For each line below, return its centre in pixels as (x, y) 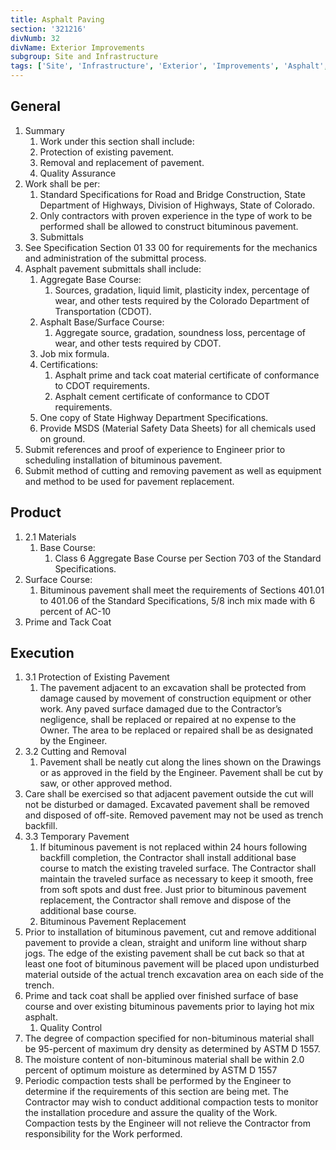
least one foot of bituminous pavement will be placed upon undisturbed (172, 964)
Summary (44, 130)
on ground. (62, 438)
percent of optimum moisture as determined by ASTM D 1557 (151, 1070)
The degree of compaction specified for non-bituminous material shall (169, 1038)
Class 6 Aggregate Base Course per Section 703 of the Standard (188, 558)
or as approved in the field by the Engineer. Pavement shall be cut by (181, 773)
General (36, 106)
